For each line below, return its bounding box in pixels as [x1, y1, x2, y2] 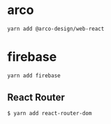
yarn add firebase [7, 72, 61, 79]
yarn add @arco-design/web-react [7, 25, 105, 32]
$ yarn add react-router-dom [7, 110, 92, 117]
